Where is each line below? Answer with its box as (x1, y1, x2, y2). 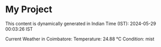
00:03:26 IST (5, 26, 33, 32)
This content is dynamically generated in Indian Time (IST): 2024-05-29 (5, 20, 156, 27)
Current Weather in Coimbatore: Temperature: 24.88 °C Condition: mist (5, 36, 154, 42)
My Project (5, 4, 52, 15)
